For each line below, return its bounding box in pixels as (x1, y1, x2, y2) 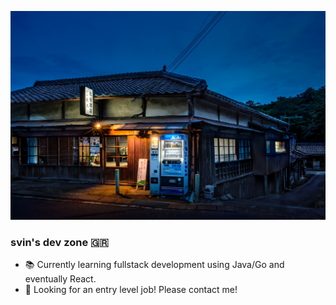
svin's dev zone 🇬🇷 (10, 236, 109, 250)
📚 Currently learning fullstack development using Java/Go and (24, 259, 285, 271)
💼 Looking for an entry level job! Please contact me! (24, 284, 238, 296)
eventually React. (24, 273, 97, 285)
